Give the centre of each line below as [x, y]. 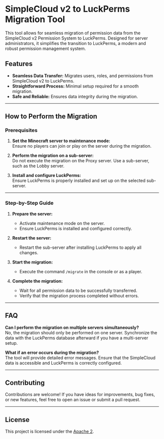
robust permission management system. [46, 48]
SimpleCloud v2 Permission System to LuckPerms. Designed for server [76, 38]
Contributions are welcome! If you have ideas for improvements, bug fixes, [80, 395]
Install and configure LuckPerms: [47, 176]
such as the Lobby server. [38, 166]
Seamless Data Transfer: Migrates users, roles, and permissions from [83, 76]
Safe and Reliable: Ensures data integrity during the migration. [75, 96]
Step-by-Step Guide [29, 203]
